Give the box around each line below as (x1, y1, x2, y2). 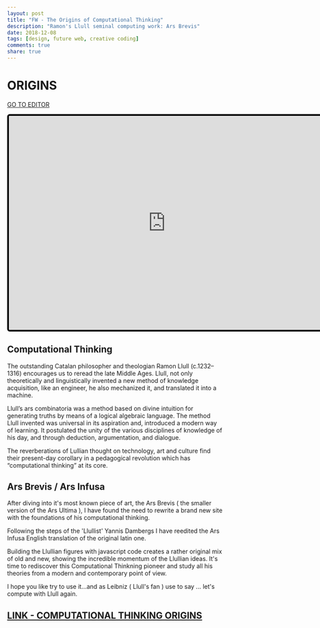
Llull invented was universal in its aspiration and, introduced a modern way (7, 418, 217, 427)
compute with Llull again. (7, 590, 78, 598)
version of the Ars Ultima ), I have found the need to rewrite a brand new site (7, 506, 223, 514)
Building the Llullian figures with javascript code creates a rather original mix (7, 547, 222, 555)
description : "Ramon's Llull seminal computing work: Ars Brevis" (7, 23, 200, 29)
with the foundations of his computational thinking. (7, 514, 150, 522)
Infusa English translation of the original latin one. (7, 534, 146, 542)
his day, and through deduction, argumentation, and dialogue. (7, 433, 181, 442)
